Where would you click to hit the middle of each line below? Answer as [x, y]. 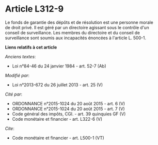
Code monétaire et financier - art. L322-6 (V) [57, 119]
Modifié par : [17, 75]
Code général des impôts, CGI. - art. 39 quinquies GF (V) [69, 114]
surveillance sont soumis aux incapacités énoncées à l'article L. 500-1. [76, 38]
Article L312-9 [34, 9]
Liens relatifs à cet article [31, 47]
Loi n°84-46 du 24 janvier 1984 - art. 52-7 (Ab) [59, 66]
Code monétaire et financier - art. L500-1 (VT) [58, 138]
